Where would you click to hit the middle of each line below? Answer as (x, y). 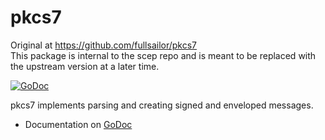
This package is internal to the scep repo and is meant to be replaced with (163, 55)
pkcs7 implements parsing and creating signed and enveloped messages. (162, 105)
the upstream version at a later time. (85, 66)
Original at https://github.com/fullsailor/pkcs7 (104, 45)
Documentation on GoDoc (78, 124)
